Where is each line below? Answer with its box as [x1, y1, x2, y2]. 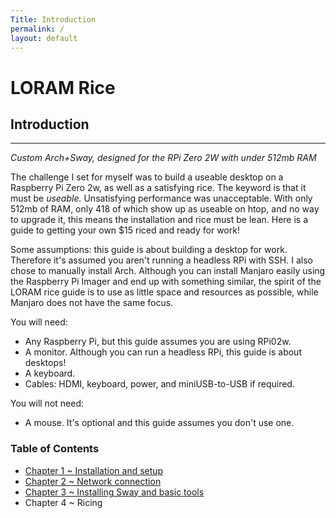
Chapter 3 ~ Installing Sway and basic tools [24, 486, 205, 498]
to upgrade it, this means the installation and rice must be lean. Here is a [10, 214, 309, 226]
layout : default [10, 33, 78, 43]
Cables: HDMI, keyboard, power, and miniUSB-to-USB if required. [24, 378, 295, 390]
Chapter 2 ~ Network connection [24, 475, 162, 487]
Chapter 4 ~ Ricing [24, 496, 103, 508]
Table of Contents [10, 442, 100, 456]
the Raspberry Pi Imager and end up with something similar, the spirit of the [10, 276, 322, 288]
